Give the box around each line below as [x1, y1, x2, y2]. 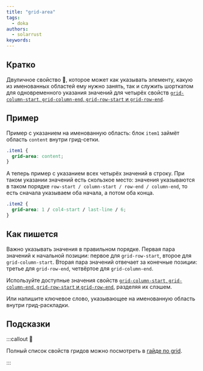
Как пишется [6, 229, 58, 239]
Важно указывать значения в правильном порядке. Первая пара [6, 245, 175, 253]
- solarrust [12, 32, 43, 38]
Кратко [6, 60, 36, 70]
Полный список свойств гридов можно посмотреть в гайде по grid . [6, 347, 182, 354]
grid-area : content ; [12, 153, 64, 159]
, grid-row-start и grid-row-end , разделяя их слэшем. [33, 283, 172, 290]
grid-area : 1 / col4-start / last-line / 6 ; [12, 207, 126, 213]
